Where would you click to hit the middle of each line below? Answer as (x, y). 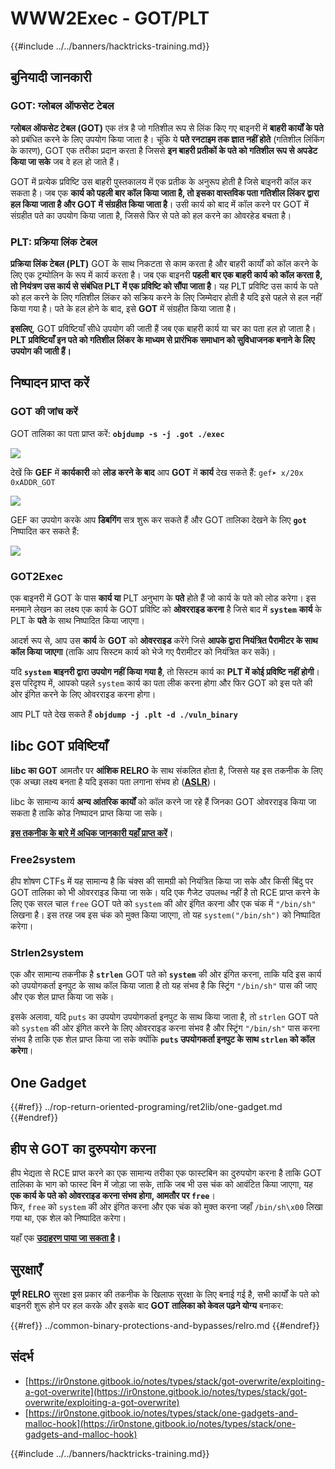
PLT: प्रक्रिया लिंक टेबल (54, 242)
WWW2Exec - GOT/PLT (110, 18)
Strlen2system (47, 952)
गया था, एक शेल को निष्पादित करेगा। (68, 1218)
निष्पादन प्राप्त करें (50, 383)
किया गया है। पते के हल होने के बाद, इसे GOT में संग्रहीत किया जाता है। (123, 308)
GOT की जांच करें (44, 412)
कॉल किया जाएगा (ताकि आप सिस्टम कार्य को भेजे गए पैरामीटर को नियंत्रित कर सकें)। (143, 651)
